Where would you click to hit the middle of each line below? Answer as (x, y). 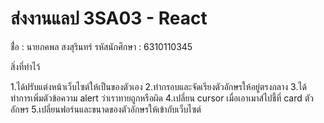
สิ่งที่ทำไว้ (25, 66)
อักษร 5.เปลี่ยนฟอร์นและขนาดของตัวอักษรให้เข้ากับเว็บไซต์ (106, 109)
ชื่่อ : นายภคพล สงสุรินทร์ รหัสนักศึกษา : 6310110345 (101, 46)
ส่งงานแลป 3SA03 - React (109, 18)
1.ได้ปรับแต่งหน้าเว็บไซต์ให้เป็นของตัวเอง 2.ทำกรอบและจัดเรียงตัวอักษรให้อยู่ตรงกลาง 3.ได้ (158, 86)
